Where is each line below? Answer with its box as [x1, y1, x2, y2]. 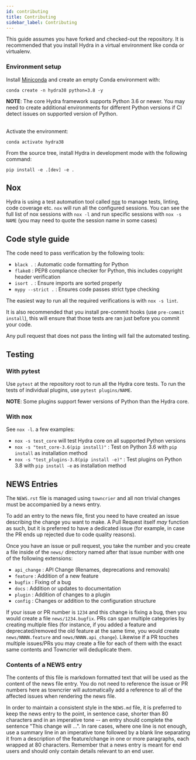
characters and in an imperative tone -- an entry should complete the [6, 717, 173, 724]
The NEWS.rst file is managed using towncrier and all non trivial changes [6, 495, 180, 502]
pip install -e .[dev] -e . [6, 167, 75, 173]
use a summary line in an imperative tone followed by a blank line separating [6, 729, 190, 736]
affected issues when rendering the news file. [6, 693, 116, 700]
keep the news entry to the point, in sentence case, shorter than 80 [6, 710, 169, 717]
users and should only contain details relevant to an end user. [6, 748, 154, 755]
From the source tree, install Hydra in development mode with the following [6, 149, 187, 156]
